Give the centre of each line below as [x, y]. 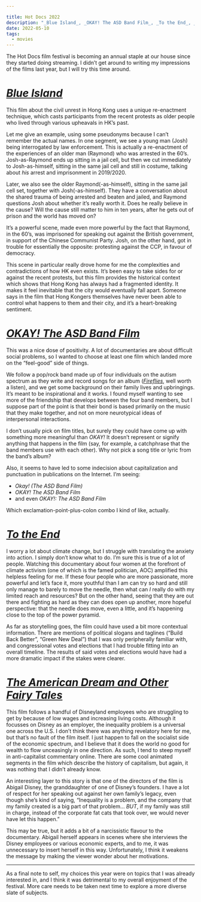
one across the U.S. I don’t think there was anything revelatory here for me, [99, 731]
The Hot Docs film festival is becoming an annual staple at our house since [98, 56]
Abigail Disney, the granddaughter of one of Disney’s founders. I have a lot [98, 787]
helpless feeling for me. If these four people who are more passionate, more [100, 576]
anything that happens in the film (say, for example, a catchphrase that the [98, 444]
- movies [22, 40]
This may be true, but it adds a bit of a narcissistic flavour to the [85, 831]
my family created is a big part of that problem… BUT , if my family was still [98, 806]
